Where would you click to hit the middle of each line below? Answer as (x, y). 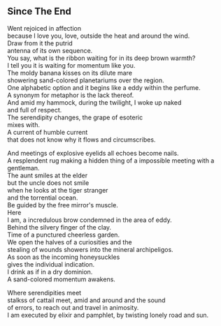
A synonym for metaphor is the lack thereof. (71, 95)
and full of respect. (35, 110)
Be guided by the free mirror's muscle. (63, 205)
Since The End (39, 12)
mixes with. (24, 124)
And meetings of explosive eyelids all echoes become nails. (93, 153)
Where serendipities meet (44, 292)
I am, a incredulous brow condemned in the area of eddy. (90, 220)
